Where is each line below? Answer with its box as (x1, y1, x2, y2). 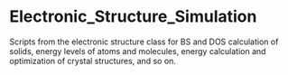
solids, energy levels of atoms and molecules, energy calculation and (9, 45, 266, 56)
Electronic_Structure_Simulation (9, 6, 257, 27)
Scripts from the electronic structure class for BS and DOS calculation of (9, 36, 279, 47)
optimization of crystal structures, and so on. (9, 55, 176, 66)
